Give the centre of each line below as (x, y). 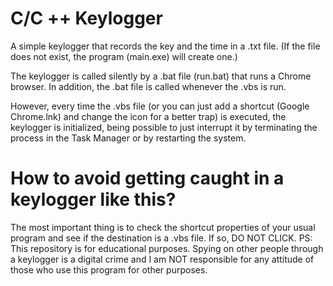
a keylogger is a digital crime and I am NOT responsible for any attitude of (162, 259)
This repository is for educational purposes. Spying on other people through (167, 248)
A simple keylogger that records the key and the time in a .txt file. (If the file (165, 46)
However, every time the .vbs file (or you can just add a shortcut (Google (160, 106)
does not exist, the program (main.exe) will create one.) (124, 56)
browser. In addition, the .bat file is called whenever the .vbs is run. (148, 86)
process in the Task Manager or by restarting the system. (128, 138)
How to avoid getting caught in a (147, 178)
